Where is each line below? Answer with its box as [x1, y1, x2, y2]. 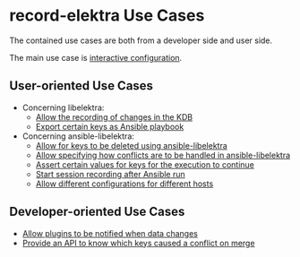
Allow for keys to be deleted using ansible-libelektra [35, 140, 228, 150]
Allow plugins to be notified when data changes [21, 227, 199, 238]
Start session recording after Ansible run [35, 168, 185, 179]
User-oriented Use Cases [9, 78, 154, 94]
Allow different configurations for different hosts [35, 178, 214, 189]
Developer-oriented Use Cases [9, 204, 185, 219]
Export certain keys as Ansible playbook [35, 121, 184, 132]
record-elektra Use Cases [9, 5, 205, 26]
